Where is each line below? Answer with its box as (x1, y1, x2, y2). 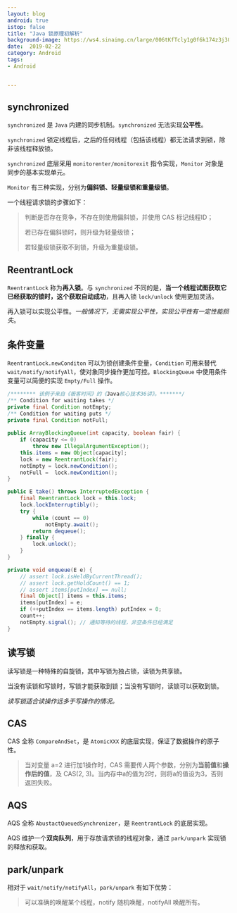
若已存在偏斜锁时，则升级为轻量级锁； (24, 228, 136, 237)
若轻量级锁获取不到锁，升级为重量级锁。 (24, 243, 142, 251)
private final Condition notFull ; (7, 416, 109, 423)
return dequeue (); (32, 528, 87, 535)
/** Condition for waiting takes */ (7, 397, 115, 404)
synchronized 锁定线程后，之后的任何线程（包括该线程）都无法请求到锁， (7, 135, 219, 144)
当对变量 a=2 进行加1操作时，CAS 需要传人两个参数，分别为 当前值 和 (24, 761, 223, 769)
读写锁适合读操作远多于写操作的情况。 (7, 697, 118, 705)
